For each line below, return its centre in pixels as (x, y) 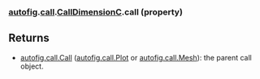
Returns (29, 38)
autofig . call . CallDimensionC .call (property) (95, 12)
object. (32, 66)
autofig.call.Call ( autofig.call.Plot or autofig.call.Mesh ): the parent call (136, 57)
